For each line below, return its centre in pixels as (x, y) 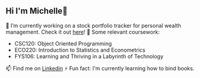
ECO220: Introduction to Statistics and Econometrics (80, 50)
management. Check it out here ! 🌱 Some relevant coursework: (83, 32)
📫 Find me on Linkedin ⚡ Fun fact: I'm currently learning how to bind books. (100, 68)
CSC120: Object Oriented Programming (63, 43)
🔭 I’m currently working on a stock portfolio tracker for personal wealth (93, 25)
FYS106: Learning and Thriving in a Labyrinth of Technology (89, 56)
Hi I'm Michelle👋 (37, 11)
